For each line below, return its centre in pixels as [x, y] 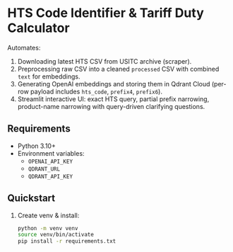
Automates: [24, 47]
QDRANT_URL [44, 169]
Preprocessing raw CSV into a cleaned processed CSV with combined [118, 69]
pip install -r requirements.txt [67, 241]
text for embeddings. [49, 76]
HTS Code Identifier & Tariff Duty [106, 13]
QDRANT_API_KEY [50, 176]
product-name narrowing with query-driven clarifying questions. [111, 106]
